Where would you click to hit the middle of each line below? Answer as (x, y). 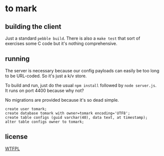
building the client (33, 27)
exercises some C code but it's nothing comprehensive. (61, 44)
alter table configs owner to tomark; (45, 122)
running (17, 59)
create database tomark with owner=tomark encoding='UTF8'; (68, 113)
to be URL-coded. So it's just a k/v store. (46, 76)
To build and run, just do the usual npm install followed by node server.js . (81, 85)
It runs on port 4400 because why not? (45, 90)
